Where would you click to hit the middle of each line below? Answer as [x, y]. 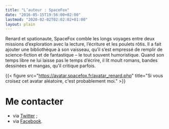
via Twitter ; [25, 116]
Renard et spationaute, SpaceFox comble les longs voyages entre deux [80, 39]
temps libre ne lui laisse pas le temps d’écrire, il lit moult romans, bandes [82, 60]
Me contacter [34, 102]
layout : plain [20, 24]
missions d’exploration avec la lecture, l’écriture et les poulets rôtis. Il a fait [83, 44]
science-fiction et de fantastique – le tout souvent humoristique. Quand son [85, 55]
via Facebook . [27, 121]
